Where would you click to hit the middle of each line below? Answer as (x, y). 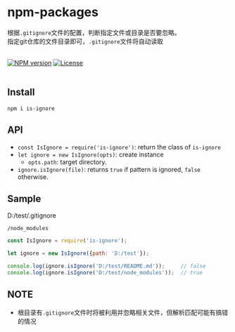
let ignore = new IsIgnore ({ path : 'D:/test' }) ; (78, 253)
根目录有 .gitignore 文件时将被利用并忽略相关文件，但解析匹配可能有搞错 (123, 312)
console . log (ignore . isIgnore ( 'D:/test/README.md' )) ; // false (107, 266)
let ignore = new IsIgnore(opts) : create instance (90, 154)
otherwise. (33, 177)
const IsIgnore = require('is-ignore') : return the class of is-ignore (119, 147)
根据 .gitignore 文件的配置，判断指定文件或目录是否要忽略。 (94, 32)
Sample (24, 198)
